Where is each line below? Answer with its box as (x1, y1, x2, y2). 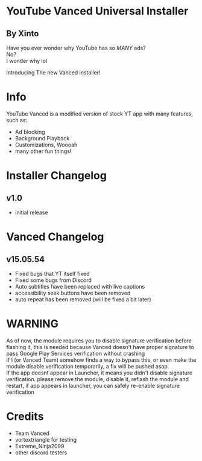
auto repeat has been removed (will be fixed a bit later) (14, 295, 152, 303)
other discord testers (14, 449, 68, 456)
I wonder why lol (6, 57, 48, 64)
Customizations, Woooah (14, 141, 78, 148)
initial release (14, 209, 48, 216)
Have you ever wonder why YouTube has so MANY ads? (6, 44, 146, 51)
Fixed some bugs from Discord (14, 276, 92, 284)
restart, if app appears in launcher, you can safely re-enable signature (6, 382, 180, 389)
